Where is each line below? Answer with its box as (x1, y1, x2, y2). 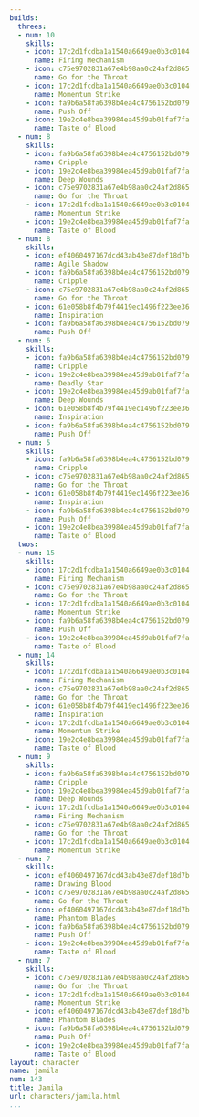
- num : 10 (17, 30, 55, 39)
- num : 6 (17, 336, 51, 345)
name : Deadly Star (33, 378, 104, 388)
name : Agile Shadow (33, 259, 108, 269)
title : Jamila (9, 1083, 64, 1092)
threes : (17, 22, 47, 31)
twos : (17, 540, 39, 549)
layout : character (9, 1058, 79, 1067)
